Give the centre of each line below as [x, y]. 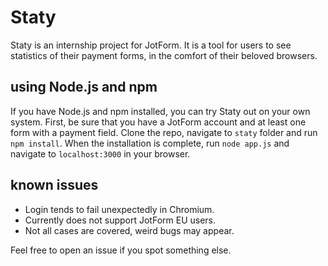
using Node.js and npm [84, 87]
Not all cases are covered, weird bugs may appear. [129, 230]
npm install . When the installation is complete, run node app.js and [150, 143]
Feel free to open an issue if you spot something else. [121, 250]
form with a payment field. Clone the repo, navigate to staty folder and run [164, 132]
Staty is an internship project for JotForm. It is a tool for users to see [151, 45]
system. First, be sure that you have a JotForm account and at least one [158, 122]
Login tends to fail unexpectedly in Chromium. [119, 209]
